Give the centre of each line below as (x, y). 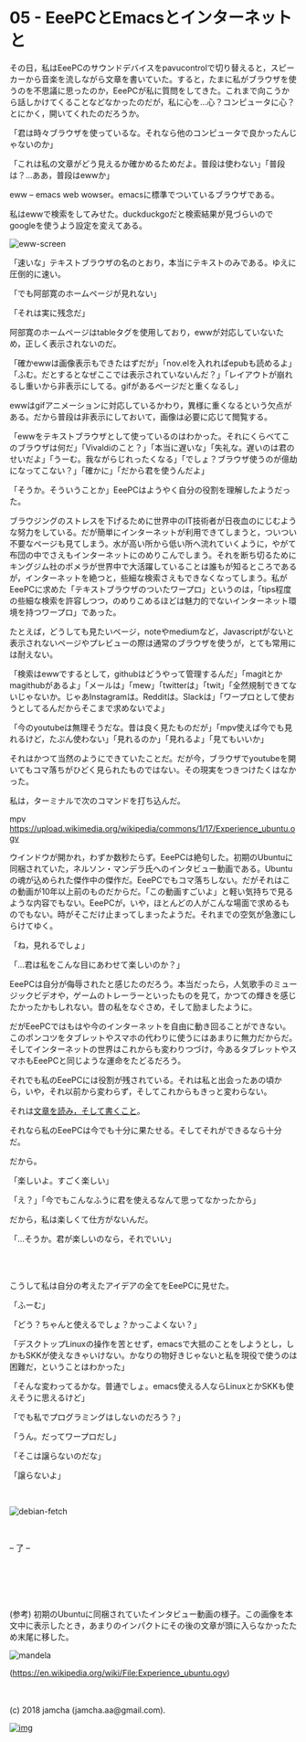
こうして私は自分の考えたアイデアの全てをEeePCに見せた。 (122, 1285)
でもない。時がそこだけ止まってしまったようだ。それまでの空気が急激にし (157, 914)
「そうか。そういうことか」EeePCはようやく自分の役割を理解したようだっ (150, 490)
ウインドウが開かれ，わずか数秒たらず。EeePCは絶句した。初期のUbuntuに (152, 857)
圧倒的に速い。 (37, 273)
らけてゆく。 (33, 925)
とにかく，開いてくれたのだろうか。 (77, 113)
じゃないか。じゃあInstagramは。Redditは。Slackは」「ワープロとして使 (152, 696)
